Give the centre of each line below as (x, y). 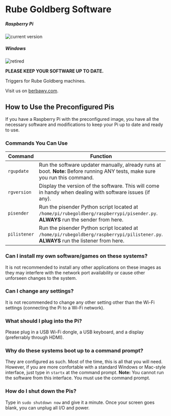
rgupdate (18, 171)
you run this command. (66, 178)
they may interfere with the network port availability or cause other (75, 272)
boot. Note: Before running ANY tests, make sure (97, 171)
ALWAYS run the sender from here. (81, 220)
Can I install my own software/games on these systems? (76, 256)
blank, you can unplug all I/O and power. (48, 408)
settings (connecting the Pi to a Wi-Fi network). (55, 307)
